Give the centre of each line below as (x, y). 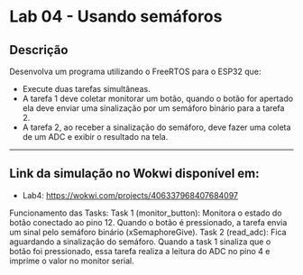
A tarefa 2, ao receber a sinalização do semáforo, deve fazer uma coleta (156, 127)
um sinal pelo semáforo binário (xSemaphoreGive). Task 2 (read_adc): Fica (148, 232)
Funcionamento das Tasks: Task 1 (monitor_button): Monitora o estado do (146, 213)
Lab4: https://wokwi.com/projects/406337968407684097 (130, 195)
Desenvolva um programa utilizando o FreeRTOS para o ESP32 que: (135, 71)
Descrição (39, 50)
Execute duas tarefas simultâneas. (86, 89)
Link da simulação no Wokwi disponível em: (134, 174)
